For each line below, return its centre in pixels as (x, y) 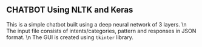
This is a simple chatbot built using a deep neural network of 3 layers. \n (96, 24)
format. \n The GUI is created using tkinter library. (70, 37)
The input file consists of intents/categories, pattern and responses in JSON (101, 31)
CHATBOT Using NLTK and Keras (70, 10)
